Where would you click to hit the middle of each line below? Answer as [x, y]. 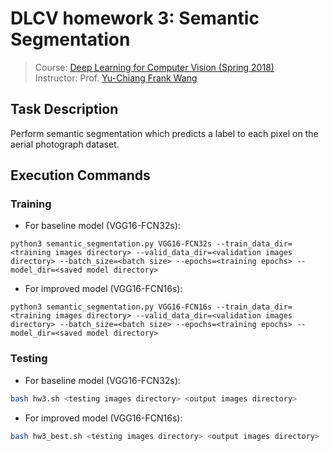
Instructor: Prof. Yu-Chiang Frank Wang [116, 78]
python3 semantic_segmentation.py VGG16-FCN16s [111, 307]
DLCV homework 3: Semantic [135, 18]
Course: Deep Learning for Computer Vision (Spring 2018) [154, 67]
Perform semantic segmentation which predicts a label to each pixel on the [164, 133]
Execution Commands [80, 175]
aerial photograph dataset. [65, 144]
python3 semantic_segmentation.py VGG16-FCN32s [111, 244]
